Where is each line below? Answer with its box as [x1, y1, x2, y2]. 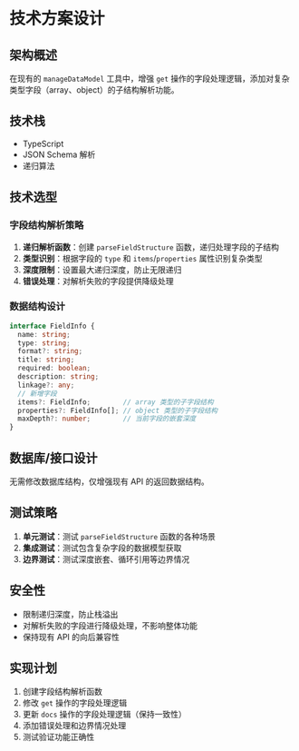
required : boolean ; [17, 364, 92, 373]
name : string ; [17, 330, 71, 339]
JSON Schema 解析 [22, 149, 96, 160]
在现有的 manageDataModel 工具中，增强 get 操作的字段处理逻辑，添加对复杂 [9, 74, 290, 84]
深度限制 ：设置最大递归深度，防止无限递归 [22, 264, 182, 275]
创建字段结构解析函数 [22, 687, 102, 697]
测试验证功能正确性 [22, 732, 95, 743]
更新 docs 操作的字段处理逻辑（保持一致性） [22, 709, 188, 720]
